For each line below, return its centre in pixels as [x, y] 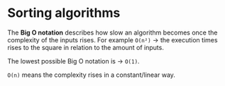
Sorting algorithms [64, 13]
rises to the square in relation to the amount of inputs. [86, 47]
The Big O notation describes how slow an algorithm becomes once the [112, 32]
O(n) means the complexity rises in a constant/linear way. [92, 75]
